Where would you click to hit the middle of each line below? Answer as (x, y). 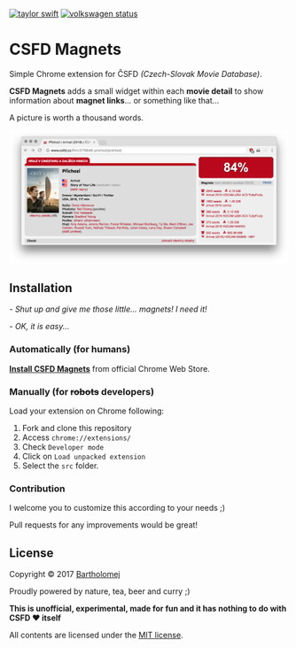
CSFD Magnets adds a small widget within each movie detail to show (136, 91)
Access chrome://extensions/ (76, 437)
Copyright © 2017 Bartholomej (65, 575)
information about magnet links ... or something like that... (114, 100)
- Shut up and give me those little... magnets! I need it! (108, 309)
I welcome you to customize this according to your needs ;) (117, 508)
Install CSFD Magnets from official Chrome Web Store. (109, 368)
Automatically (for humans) (70, 350)
